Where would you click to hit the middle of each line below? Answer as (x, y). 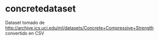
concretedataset (41, 9)
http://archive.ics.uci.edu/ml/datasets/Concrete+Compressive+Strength (79, 27)
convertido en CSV (25, 33)
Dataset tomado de (25, 22)
